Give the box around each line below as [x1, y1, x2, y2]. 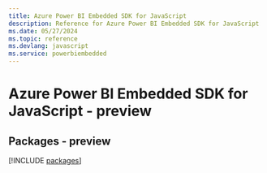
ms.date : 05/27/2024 [8, 27, 79, 35]
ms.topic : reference [8, 34, 79, 43]
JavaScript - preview [8, 102, 153, 120]
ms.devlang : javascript [8, 42, 89, 50]
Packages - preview [8, 134, 111, 148]
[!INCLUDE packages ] [8, 156, 82, 165]
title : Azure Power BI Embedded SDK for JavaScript [8, 11, 187, 20]
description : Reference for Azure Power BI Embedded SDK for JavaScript [8, 19, 260, 28]
